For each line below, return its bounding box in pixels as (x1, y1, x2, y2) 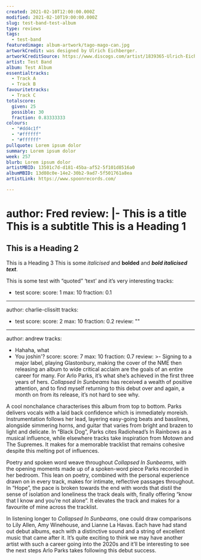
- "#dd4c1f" (11, 126, 42, 132)
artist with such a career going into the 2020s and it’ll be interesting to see (6, 540, 190, 547)
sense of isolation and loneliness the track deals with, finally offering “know (6, 491, 193, 498)
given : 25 (11, 103, 36, 110)
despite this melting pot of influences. (6, 447, 100, 454)
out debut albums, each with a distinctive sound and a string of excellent (6, 528, 185, 535)
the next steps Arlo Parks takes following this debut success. (6, 546, 157, 554)
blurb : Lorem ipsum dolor (6, 159, 71, 165)
